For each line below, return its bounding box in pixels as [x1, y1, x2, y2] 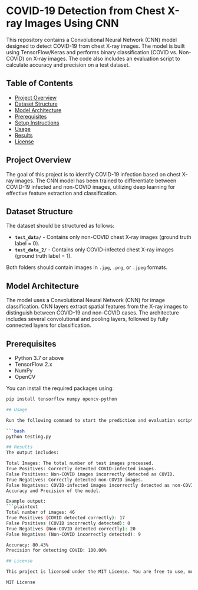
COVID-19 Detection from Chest [6, 4, 166, 18]
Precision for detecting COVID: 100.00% [6, 548, 107, 553]
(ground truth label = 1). [14, 253, 72, 260]
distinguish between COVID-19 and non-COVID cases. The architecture [6, 309, 179, 316]
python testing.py [6, 434, 51, 440]
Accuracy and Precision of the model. [6, 488, 101, 494]
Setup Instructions [14, 119, 60, 126]
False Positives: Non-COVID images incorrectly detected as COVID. [6, 471, 176, 477]
